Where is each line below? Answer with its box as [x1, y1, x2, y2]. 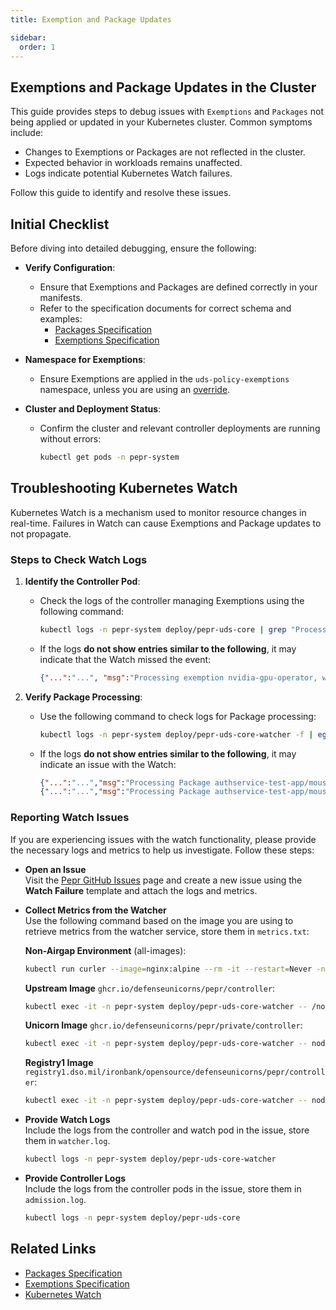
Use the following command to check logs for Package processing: [39, 710, 317, 722]
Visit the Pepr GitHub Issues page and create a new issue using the [24, 874, 303, 886]
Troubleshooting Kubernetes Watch [10, 480, 238, 497]
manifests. [39, 292, 83, 303]
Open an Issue [24, 863, 87, 875]
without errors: [39, 433, 102, 445]
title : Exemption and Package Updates [10, 14, 172, 25]
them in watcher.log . [24, 1135, 111, 1147]
